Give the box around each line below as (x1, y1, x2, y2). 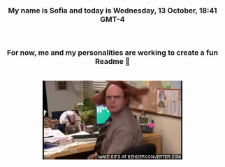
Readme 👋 (95, 57, 130, 67)
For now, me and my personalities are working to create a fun (6, 48, 219, 58)
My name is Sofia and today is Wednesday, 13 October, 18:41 (8, 6, 217, 15)
